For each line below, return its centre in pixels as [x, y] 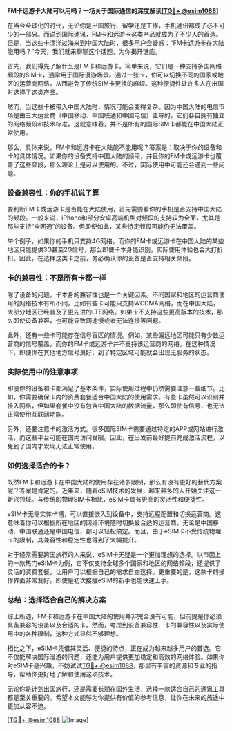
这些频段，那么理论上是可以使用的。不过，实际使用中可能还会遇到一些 [119, 164]
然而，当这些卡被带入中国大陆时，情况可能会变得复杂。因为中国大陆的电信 [113, 107]
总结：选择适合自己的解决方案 [57, 600]
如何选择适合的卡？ [39, 466]
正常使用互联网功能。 [37, 414]
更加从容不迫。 [28, 706]
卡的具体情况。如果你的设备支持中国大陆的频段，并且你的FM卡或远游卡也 [112, 156]
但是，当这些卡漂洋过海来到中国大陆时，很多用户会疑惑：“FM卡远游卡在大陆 [116, 43]
